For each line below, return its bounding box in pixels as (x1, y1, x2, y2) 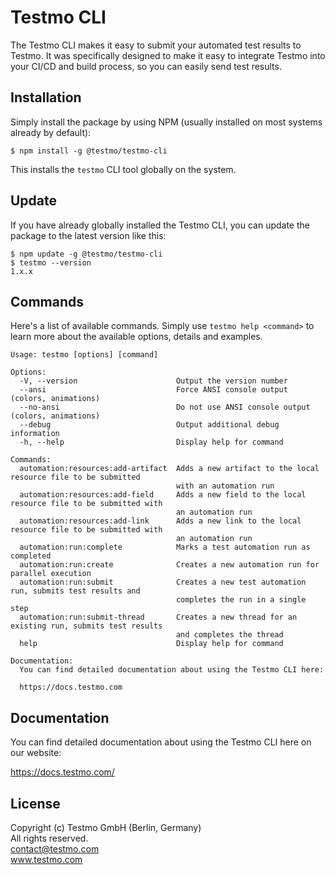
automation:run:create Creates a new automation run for (19, 560, 320, 570)
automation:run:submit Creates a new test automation (19, 577, 307, 588)
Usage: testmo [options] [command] (10, 350, 159, 360)
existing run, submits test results (10, 621, 163, 631)
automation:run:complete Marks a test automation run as (19, 542, 311, 553)
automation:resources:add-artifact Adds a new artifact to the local (19, 464, 320, 474)
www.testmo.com (10, 854, 83, 865)
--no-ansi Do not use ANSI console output (19, 402, 311, 413)
